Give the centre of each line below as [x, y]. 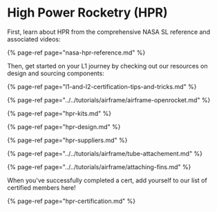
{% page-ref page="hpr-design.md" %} [64, 126]
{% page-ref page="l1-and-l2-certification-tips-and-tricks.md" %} [102, 86]
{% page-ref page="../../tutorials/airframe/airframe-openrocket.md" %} [109, 100]
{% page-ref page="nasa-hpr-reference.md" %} [76, 52]
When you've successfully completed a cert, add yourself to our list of [107, 180]
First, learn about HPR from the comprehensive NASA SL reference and [109, 32]
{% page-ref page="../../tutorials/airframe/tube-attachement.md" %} [105, 153]
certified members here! [41, 187]
